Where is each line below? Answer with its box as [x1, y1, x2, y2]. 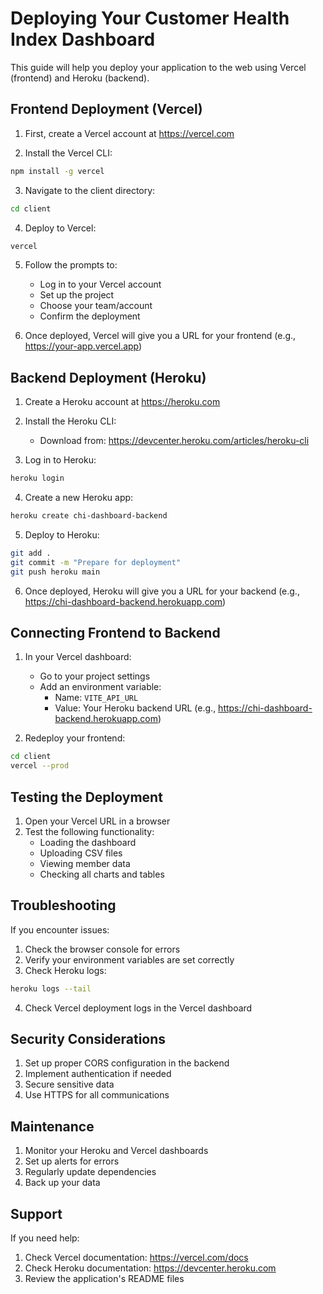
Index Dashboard [10, 28, 156, 51]
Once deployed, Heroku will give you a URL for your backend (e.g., [24, 585, 300, 597]
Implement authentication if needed [24, 1068, 172, 1080]
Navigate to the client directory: [24, 184, 156, 196]
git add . [10, 548, 52, 558]
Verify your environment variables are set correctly [24, 953, 235, 966]
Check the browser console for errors [24, 943, 181, 955]
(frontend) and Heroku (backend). [10, 72, 150, 84]
